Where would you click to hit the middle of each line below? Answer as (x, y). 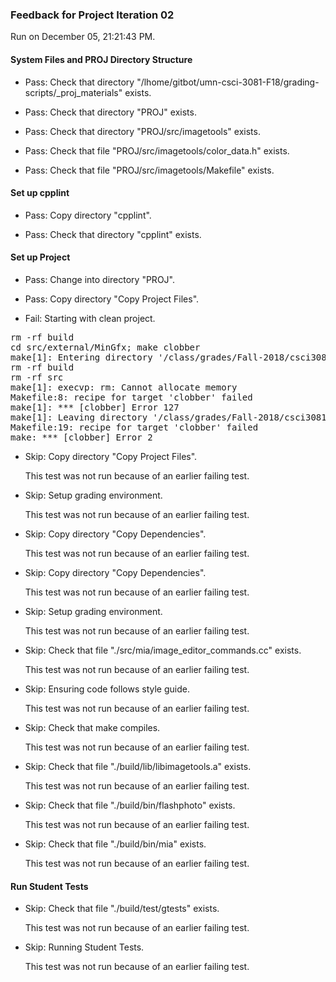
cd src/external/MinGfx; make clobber (105, 347)
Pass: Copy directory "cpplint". (88, 215)
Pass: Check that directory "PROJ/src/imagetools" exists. (142, 131)
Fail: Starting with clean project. (90, 318)
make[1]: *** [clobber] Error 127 (95, 407)
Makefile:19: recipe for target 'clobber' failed (134, 427)
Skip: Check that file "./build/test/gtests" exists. (122, 909)
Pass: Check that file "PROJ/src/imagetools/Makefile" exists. (149, 170)
